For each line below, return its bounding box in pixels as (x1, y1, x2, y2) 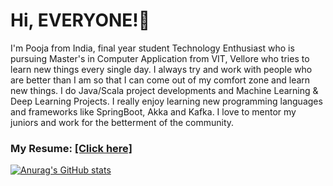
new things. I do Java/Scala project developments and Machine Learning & (10, 84, 319, 96)
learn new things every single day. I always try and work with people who (10, 63, 313, 75)
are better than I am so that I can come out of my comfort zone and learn (10, 74, 311, 86)
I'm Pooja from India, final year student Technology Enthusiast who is (10, 42, 295, 54)
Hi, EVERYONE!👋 (10, 9, 151, 32)
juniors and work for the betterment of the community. (10, 116, 235, 128)
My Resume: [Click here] (10, 141, 133, 155)
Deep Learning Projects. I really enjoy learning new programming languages (10, 95, 323, 107)
